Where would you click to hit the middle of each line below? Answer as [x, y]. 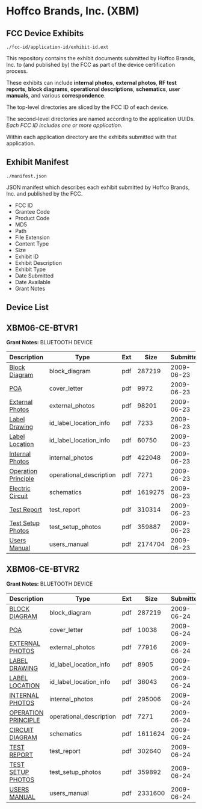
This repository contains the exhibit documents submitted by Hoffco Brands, [101, 58]
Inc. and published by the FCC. [44, 193]
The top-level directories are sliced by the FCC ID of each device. [87, 107]
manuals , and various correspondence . [56, 95]
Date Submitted [34, 276]
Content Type [32, 243]
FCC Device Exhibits [45, 33]
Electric [20, 489]
